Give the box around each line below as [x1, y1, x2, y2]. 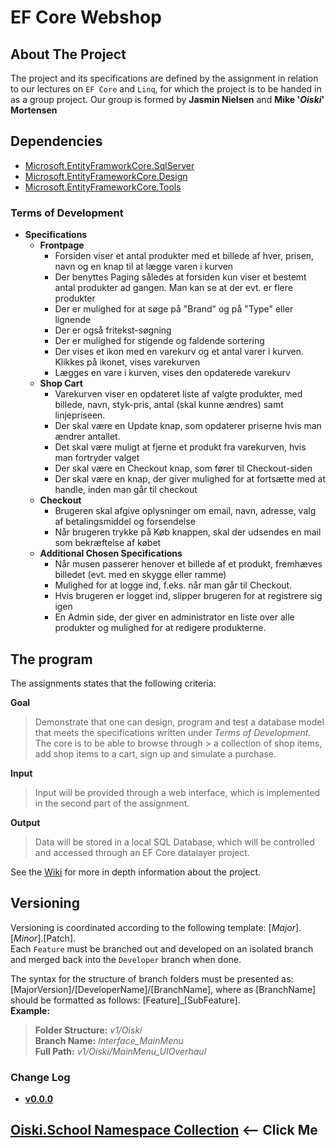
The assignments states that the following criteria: [10, 677, 217, 689]
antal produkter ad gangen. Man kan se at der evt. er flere [54, 282, 293, 294]
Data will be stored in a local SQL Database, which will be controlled [34, 836, 315, 848]
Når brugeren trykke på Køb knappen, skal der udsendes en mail [54, 526, 322, 538]
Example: [10, 1004, 51, 1016]
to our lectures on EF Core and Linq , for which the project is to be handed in [10, 83, 322, 95]
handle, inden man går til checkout [54, 484, 198, 496]
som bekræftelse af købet [54, 537, 162, 549]
